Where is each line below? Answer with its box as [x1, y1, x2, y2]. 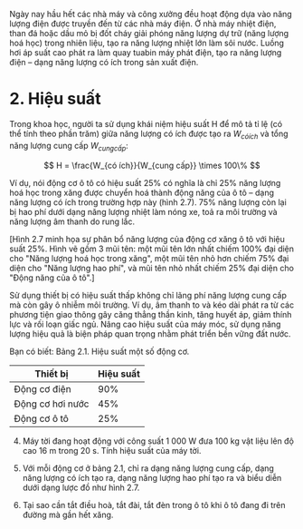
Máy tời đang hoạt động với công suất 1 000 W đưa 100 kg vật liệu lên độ [22, 436, 294, 446]
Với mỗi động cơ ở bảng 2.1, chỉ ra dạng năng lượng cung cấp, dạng [22, 463, 274, 474]
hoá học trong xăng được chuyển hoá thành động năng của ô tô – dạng [9, 187, 274, 198]
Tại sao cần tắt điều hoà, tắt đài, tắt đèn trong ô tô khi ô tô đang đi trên [22, 499, 287, 510]
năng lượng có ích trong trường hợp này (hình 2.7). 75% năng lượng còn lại [9, 196, 287, 208]
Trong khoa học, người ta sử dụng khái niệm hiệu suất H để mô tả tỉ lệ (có [9, 118, 283, 129]
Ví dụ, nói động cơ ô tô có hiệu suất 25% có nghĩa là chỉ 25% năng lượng [9, 177, 281, 188]
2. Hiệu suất [9, 89, 101, 109]
